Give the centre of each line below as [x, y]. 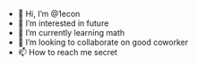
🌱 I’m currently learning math [71, 33]
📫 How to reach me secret [68, 52]
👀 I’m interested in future [63, 23]
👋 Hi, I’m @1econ [49, 14]
